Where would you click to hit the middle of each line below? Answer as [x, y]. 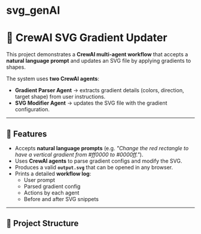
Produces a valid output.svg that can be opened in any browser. [94, 167]
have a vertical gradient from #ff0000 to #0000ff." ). [79, 154]
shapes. [16, 67]
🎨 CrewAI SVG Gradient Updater [87, 38]
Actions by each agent [51, 193]
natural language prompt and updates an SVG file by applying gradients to [99, 61]
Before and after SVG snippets [61, 199]
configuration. [32, 110]
